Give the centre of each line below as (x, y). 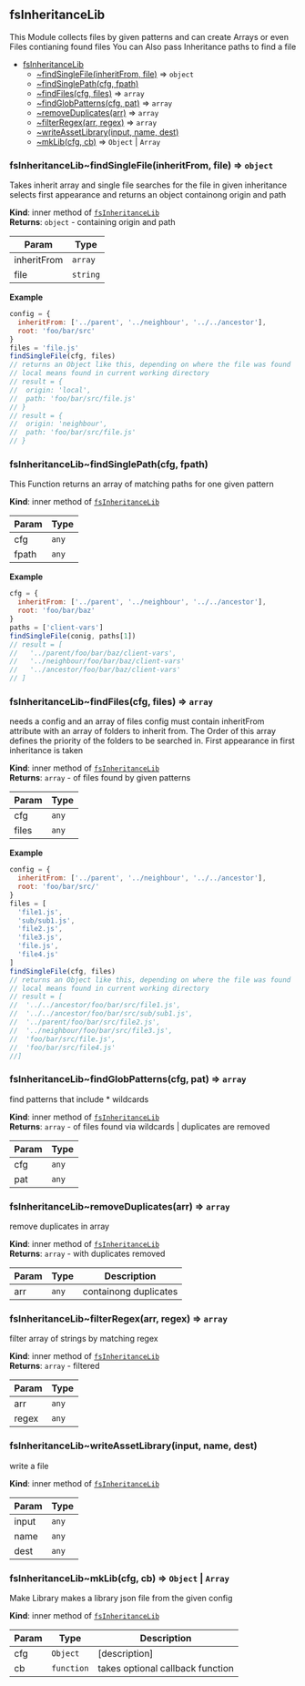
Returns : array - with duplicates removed (87, 1254)
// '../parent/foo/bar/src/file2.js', (85, 1022)
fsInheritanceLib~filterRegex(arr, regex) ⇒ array (118, 1318)
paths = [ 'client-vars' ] (56, 628)
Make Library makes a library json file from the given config (121, 1598)
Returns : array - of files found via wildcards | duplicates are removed (140, 1126)
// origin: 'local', (51, 390)
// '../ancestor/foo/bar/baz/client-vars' (95, 670)
